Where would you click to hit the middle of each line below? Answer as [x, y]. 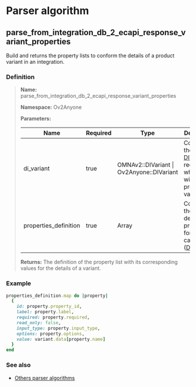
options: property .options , [50, 334]
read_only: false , [39, 323]
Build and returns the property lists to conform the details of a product [90, 56]
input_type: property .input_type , [58, 328]
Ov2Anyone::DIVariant [148, 172]
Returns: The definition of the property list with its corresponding [99, 262]
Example [19, 283]
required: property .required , [53, 317]
